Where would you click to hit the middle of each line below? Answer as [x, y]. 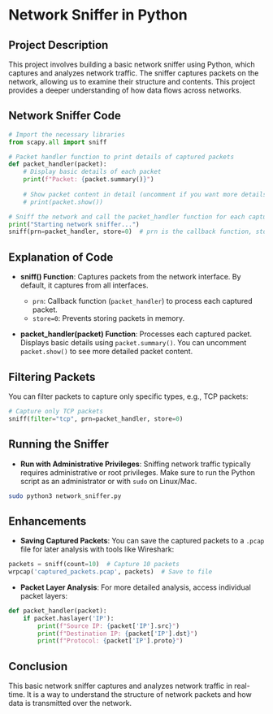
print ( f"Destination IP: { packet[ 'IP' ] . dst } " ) [118, 634]
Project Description [58, 45]
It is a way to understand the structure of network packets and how [139, 695]
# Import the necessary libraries [67, 134]
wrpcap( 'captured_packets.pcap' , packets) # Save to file [110, 572]
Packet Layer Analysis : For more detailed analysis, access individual [136, 587]
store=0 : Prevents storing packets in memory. [108, 318]
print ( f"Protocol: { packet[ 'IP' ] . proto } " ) [110, 641]
